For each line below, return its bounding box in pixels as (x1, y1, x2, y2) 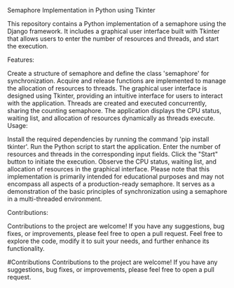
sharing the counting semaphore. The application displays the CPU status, (7, 107, 222, 114)
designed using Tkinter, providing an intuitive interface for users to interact (7, 91, 223, 100)
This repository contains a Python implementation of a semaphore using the (7, 20, 226, 27)
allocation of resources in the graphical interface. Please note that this (7, 165, 210, 173)
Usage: (7, 122, 28, 129)
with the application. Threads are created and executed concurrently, (7, 99, 207, 107)
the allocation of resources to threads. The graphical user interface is (7, 84, 207, 92)
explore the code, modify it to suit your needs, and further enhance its (7, 237, 209, 245)
